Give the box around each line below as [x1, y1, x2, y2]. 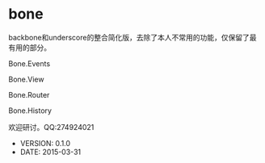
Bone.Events [8, 58, 51, 69]
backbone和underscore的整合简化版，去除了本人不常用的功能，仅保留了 [8, 32, 250, 42]
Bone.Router [8, 90, 50, 99]
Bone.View [8, 74, 44, 84]
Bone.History [8, 106, 53, 115]
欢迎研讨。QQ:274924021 [8, 122, 95, 132]
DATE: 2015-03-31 [19, 147, 82, 157]
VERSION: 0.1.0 [19, 138, 71, 148]
